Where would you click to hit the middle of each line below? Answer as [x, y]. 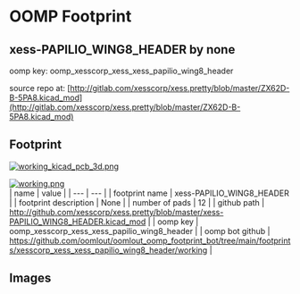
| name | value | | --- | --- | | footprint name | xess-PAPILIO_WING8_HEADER [150, 193]
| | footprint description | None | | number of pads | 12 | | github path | [137, 202]
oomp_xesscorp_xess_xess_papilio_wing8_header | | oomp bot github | [140, 231]
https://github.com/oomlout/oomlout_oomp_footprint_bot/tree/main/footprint [150, 240]
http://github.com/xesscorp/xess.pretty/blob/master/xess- [117, 212]
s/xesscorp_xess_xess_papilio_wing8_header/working [108, 250]
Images [30, 278]
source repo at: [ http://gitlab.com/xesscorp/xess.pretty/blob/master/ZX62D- [150, 88]
